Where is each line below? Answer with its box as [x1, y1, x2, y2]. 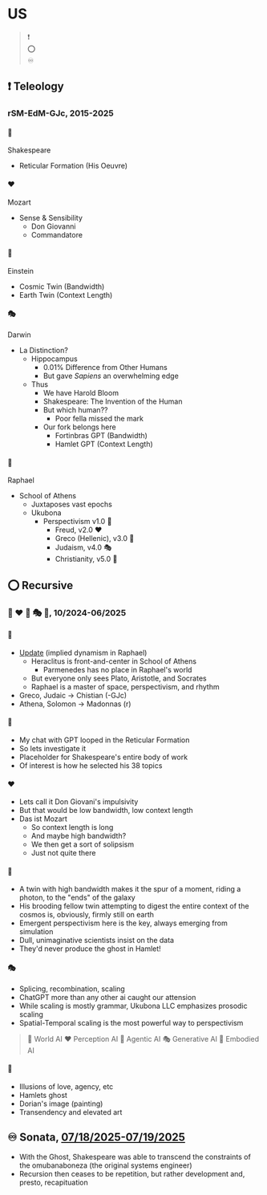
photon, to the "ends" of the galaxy [18, 892, 136, 903]
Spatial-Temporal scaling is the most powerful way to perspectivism [18, 1018, 244, 1027]
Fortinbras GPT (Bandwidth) [55, 431, 148, 441]
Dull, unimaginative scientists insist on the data [18, 936, 174, 945]
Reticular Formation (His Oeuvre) [18, 161, 128, 171]
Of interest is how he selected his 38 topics [18, 760, 163, 770]
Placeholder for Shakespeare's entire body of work [18, 752, 188, 762]
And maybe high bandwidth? [30, 831, 127, 841]
